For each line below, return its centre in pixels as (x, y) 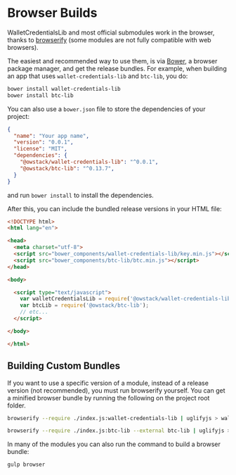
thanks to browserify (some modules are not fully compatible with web (110, 39)
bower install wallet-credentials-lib (64, 89)
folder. (17, 405)
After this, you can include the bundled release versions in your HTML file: (115, 208)
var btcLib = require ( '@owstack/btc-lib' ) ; (85, 305)
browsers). (23, 47)
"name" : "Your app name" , (52, 136)
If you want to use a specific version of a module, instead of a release (108, 383)
